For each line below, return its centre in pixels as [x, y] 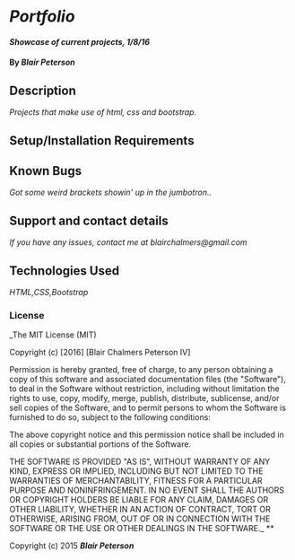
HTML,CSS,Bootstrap [49, 293]
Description [43, 90]
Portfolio [42, 17]
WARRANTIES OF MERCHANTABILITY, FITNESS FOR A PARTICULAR [136, 481]
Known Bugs [46, 171]
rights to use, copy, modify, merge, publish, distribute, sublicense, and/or [144, 398]
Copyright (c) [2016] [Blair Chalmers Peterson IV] [100, 353]
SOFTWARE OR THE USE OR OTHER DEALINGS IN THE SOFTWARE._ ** [142, 529]
